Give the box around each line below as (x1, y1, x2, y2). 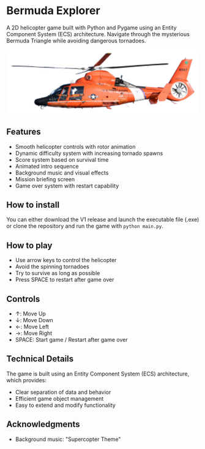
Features (6, 127, 41, 137)
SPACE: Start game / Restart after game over (15, 336, 128, 343)
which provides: (6, 376, 47, 383)
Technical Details (6, 353, 74, 364)
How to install (6, 200, 60, 210)
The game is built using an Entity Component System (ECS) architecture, (6, 370, 190, 377)
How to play (6, 240, 53, 251)
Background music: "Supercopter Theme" (15, 436, 121, 443)
